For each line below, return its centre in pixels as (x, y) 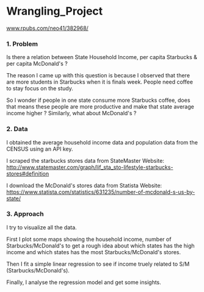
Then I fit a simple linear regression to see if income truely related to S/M (98, 264)
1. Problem (22, 44)
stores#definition (28, 173)
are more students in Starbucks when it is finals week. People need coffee (100, 82)
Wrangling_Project (55, 11)
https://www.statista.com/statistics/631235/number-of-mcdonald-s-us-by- (101, 192)
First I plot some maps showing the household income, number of (89, 239)
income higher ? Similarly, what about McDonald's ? (71, 113)
